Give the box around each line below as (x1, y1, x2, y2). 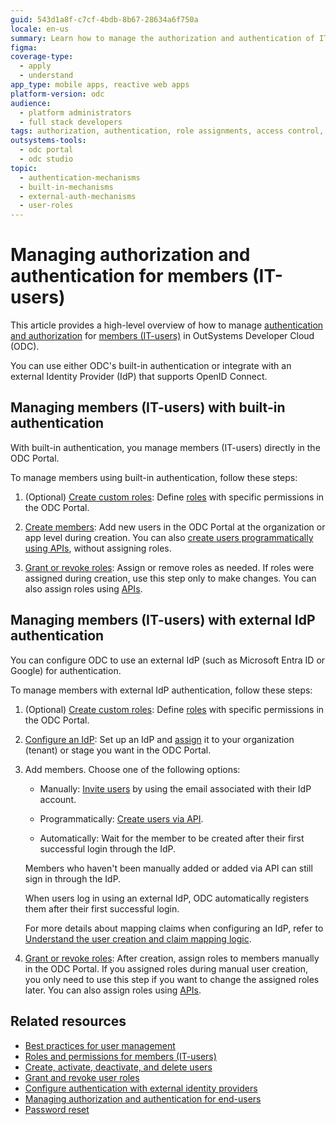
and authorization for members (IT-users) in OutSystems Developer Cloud (10, 330, 315, 342)
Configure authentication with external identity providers (24, 1082, 258, 1094)
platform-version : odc (10, 89, 105, 99)
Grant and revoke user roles (24, 1071, 140, 1083)
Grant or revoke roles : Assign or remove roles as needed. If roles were (24, 561, 315, 573)
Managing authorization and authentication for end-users (24, 1092, 262, 1105)
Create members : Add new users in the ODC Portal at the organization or (24, 521, 326, 533)
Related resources (10, 1013, 127, 1030)
